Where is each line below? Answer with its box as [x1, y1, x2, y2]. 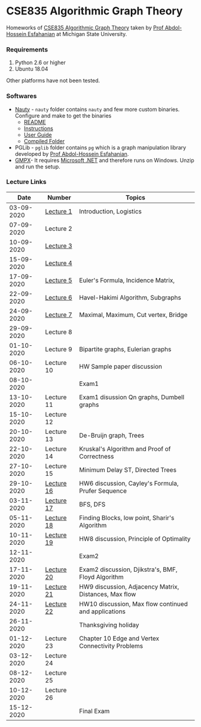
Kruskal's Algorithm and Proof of [79, 445, 171, 453]
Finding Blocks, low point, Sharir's [79, 514, 175, 522]
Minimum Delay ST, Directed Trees [79, 466, 176, 474]
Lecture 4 [45, 259, 73, 267]
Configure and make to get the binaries [14, 112, 112, 119]
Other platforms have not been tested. [6, 77, 100, 85]
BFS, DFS [79, 500, 106, 508]
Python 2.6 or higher [14, 59, 66, 67]
